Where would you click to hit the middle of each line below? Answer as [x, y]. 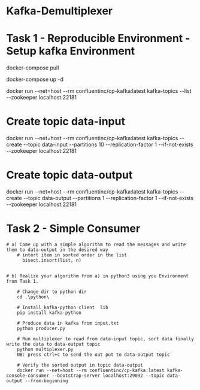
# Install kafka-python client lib [63, 307]
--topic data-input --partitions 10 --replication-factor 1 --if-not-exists [108, 144]
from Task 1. [22, 281]
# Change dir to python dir [52, 292]
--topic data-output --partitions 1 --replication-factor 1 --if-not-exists [108, 198]
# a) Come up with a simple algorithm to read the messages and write [96, 244]
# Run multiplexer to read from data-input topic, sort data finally [106, 339]
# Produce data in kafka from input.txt [68, 323]
